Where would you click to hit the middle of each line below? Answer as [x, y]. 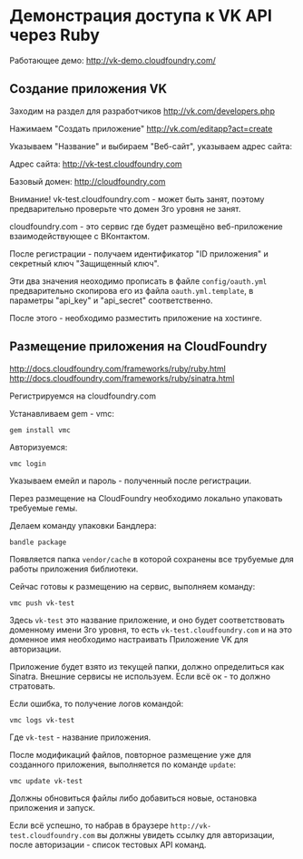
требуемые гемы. [44, 508]
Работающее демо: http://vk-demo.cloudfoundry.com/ [112, 60]
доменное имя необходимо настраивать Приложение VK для [129, 639]
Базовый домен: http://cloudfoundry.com [88, 181]
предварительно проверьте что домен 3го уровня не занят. [125, 208]
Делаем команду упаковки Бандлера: [83, 525]
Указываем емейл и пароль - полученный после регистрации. [131, 480]
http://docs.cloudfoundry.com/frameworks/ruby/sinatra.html [122, 378]
